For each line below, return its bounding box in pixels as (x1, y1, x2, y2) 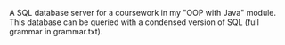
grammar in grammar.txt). (9, 26, 103, 36)
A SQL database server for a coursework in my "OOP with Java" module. (9, 8, 277, 18)
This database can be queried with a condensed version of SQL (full (9, 17, 260, 27)
